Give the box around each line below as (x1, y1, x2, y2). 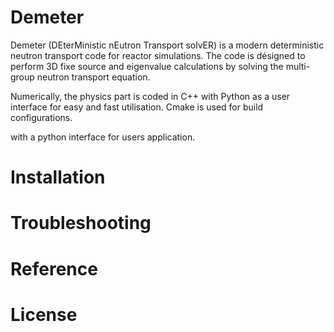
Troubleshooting (10, 212, 152, 235)
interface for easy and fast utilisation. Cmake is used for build (10, 101, 264, 113)
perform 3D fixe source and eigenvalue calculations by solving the (10, 60, 284, 72)
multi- (285, 60, 311, 72)
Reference (10, 257, 98, 280)
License (10, 303, 78, 326)
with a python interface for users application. (10, 131, 196, 143)
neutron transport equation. (36, 71, 151, 83)
